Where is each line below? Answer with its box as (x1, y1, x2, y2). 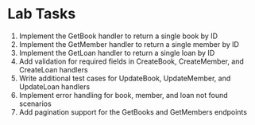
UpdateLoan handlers (18, 81, 91, 92)
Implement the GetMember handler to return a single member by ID (18, 39, 240, 49)
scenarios (18, 99, 52, 108)
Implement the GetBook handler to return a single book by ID (18, 31, 218, 41)
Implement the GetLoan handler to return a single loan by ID (18, 48, 215, 57)
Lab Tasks (7, 5, 76, 23)
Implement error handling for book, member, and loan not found (18, 90, 228, 100)
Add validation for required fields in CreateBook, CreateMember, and (18, 57, 244, 66)
